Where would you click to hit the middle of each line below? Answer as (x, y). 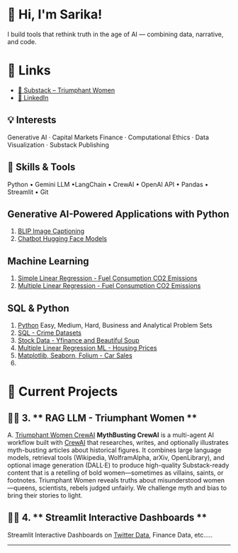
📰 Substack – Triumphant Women (66, 90)
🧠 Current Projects (63, 392)
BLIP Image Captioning (51, 231)
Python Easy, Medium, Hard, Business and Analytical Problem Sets (115, 325)
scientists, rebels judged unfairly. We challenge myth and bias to (133, 488)
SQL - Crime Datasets (49, 333)
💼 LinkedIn (33, 97)
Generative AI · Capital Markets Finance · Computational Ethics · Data (108, 137)
